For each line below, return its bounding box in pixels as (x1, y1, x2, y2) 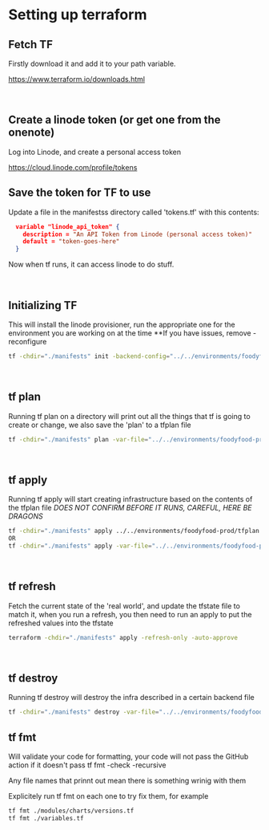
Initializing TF (8, 299, 78, 312)
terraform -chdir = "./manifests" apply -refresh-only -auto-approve (8, 633, 239, 641)
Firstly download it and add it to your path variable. (8, 59, 176, 68)
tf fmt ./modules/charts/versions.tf (8, 807, 134, 816)
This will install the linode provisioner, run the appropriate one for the (8, 319, 236, 329)
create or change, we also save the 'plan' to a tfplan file (8, 420, 192, 429)
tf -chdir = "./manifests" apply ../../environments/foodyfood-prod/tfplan (8, 527, 260, 535)
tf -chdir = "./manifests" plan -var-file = (8, 435, 149, 443)
